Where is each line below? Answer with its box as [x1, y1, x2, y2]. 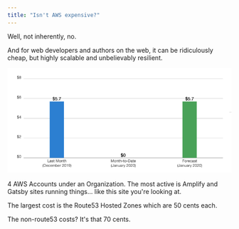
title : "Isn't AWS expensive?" [7, 11, 100, 19]
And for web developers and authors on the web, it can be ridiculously [7, 46, 213, 54]
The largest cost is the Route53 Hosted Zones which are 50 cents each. [7, 201, 218, 210]
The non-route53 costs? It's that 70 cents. [7, 215, 131, 224]
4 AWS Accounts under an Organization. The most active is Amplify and [7, 180, 218, 188]
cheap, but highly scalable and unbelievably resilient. [7, 54, 163, 62]
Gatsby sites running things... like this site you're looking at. [7, 188, 182, 196]
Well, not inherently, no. [7, 32, 77, 41]
